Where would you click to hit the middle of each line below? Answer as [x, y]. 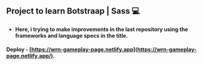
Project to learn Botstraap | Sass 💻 [73, 11]
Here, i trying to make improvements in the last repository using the [101, 29]
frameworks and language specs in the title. [71, 35]
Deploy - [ [19, 49]
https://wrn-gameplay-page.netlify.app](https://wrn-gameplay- [114, 49]
